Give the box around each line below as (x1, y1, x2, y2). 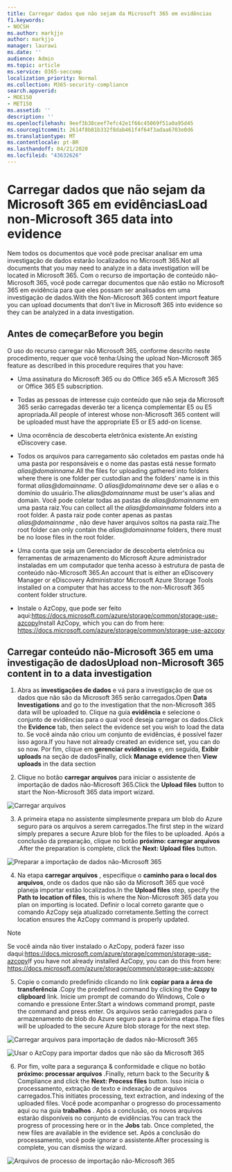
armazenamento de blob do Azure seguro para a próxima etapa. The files (17, 1015, 225, 1023)
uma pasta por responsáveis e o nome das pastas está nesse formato (17, 459, 217, 467)
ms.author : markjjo (7, 29, 64, 37)
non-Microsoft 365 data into (7, 212, 173, 227)
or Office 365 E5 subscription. (17, 382, 104, 390)
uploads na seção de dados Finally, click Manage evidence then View (17, 752, 217, 761)
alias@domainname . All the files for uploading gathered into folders (17, 466, 209, 475)
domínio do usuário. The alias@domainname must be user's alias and (17, 488, 215, 497)
